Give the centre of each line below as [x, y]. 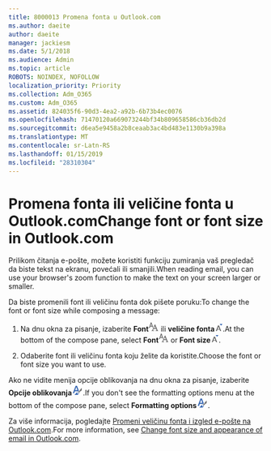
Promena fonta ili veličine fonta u [121, 204]
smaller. [21, 286]
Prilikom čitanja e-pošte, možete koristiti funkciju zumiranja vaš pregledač [131, 260]
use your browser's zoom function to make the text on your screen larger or [135, 278]
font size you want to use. [63, 364]
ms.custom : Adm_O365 [43, 103]
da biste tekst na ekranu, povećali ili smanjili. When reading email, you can [131, 269]
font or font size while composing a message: [84, 311]
